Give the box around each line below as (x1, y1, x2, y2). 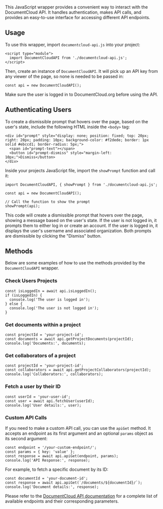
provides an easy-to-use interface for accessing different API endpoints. (5, 15, 150, 20)
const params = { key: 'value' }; (5, 449, 75, 454)
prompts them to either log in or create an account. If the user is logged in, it (5, 222, 158, 228)
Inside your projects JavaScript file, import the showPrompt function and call (5, 167, 156, 173)
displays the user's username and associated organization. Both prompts (5, 227, 152, 234)
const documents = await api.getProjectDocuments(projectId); (5, 337, 134, 342)
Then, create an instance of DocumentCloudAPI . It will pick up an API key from (5, 68, 158, 74)
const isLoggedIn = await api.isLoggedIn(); (5, 288, 97, 293)
